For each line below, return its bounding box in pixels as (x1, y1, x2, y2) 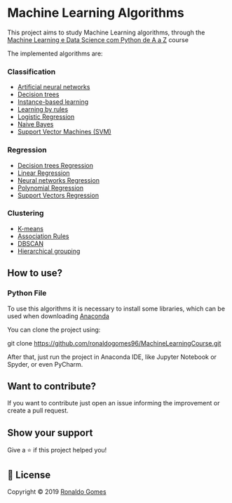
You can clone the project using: (7, 325, 101, 334)
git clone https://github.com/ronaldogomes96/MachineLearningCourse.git (7, 339, 221, 347)
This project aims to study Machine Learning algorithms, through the (7, 28, 205, 37)
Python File (7, 288, 47, 298)
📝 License (7, 469, 51, 481)
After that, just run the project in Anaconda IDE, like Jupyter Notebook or (7, 353, 217, 361)
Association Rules (17, 232, 69, 240)
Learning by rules (17, 105, 69, 114)
